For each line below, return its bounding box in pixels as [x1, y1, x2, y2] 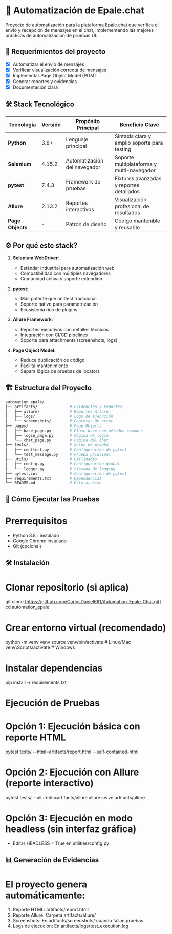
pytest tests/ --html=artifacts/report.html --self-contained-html [5, 748, 139, 755]
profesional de [114, 202, 149, 210]
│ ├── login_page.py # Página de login [5, 433, 109, 438]
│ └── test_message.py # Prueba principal [5, 452, 111, 457]
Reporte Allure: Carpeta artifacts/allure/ [12, 912, 96, 918]
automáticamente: [5, 889, 85, 901]
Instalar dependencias [5, 662, 103, 674]
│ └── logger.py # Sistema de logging [5, 466, 116, 471]
